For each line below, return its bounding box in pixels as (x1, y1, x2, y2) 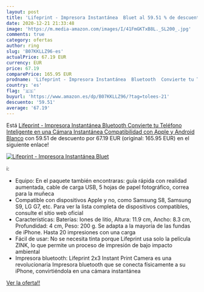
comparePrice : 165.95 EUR (6, 71, 72, 77)
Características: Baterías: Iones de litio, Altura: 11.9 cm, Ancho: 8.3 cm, (15, 216, 192, 223)
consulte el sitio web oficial (15, 209, 84, 216)
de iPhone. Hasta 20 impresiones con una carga (15, 228, 136, 236)
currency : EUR (6, 59, 42, 66)
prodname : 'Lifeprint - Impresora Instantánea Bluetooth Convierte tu (6, 76, 194, 83)
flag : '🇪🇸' (6, 88, 36, 94)
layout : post (6, 8, 39, 15)
